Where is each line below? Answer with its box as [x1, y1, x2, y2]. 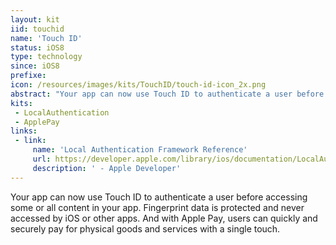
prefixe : [10, 71, 47, 81]
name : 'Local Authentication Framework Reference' [32, 145, 248, 155]
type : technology [10, 52, 83, 62]
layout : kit [10, 14, 60, 25]
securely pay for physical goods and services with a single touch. [10, 222, 281, 235]
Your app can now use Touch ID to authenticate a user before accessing [10, 191, 308, 203]
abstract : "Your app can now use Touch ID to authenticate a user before [10, 89, 325, 99]
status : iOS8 [10, 42, 65, 53]
